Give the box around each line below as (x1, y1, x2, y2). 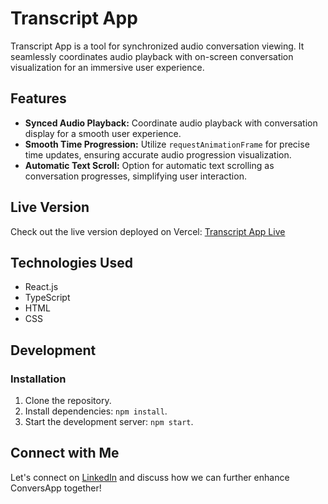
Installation (10, 372, 67, 386)
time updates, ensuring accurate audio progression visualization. (24, 148, 292, 161)
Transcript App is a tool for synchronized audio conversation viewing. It (10, 40, 305, 52)
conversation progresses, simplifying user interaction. (24, 170, 247, 182)
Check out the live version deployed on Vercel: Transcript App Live (10, 225, 286, 237)
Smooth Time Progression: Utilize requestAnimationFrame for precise (24, 138, 310, 150)
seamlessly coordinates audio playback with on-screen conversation (10, 50, 294, 62)
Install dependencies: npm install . (24, 405, 168, 417)
